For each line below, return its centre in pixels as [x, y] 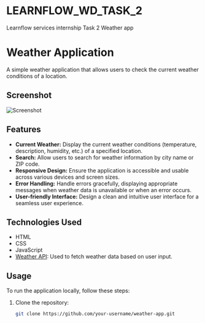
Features [24, 130]
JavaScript [29, 250]
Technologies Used [44, 222]
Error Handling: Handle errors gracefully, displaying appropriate [96, 183]
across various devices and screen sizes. [67, 177]
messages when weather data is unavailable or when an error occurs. [103, 190]
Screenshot [29, 95]
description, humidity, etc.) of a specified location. [79, 150]
